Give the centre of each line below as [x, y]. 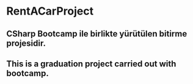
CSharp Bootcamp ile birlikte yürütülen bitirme [97, 34]
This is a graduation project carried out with [91, 64]
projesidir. [26, 43]
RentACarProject [50, 11]
